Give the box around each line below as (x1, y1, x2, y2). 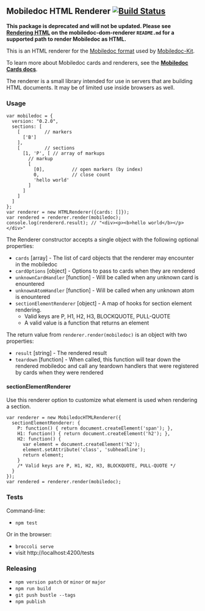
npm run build (15, 585, 51, 591)
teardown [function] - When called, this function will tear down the (15, 356, 181, 364)
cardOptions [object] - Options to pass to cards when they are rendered (15, 267, 195, 275)
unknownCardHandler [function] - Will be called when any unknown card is (15, 274, 199, 281)
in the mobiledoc (15, 261, 58, 268)
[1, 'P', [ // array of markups (22, 150, 105, 156)
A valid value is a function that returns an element (24, 319, 149, 327)
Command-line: (6, 507, 46, 514)
